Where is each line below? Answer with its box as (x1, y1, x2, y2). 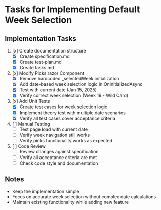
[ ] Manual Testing (12, 121, 50, 127)
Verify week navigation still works (19, 132, 90, 138)
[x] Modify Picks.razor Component (12, 70, 85, 76)
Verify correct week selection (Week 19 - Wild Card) (19, 92, 129, 99)
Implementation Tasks (5, 34, 76, 43)
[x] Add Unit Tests (12, 98, 50, 104)
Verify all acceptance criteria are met (19, 154, 97, 160)
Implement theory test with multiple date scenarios (19, 110, 126, 116)
